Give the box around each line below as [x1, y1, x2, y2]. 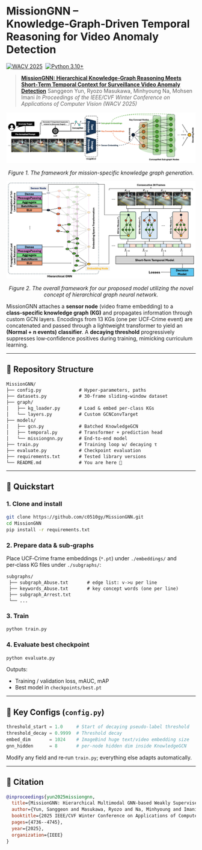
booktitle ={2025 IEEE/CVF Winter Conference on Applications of [11, 813, 176, 819]
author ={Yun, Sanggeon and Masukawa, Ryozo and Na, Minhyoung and [11, 807, 182, 813]
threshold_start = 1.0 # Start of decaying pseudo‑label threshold [6, 724, 189, 730]
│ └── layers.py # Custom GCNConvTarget [6, 411, 138, 417]
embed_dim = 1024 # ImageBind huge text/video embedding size [6, 737, 189, 743]
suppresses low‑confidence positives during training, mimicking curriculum [6, 334, 193, 342]
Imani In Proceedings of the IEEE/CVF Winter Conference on [20, 94, 170, 101]
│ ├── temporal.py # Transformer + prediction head [6, 429, 163, 435]
